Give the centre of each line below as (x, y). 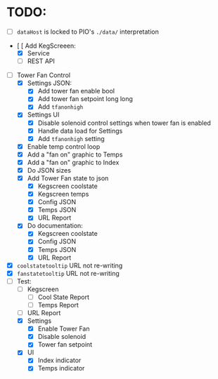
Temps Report (58, 305)
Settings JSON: (49, 83)
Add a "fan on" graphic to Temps (75, 154)
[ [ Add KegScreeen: (46, 46)
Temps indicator (61, 368)
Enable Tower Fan (64, 329)
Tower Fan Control (44, 75)
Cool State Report (63, 297)
